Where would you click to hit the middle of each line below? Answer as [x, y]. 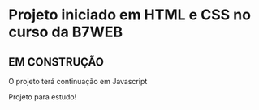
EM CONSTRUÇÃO [56, 62]
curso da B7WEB [66, 32]
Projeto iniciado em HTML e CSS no [130, 15]
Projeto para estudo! [43, 97]
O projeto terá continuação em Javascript [78, 81]
